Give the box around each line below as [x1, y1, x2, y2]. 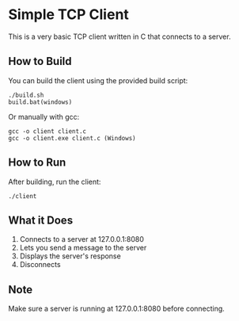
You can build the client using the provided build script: [8, 75, 188, 85]
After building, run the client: [8, 177, 101, 186]
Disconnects [19, 260, 61, 269]
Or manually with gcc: [8, 112, 80, 121]
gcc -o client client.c [8, 127, 87, 136]
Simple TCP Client [8, 6, 129, 24]
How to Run [8, 156, 66, 170]
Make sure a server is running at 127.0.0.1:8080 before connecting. [8, 304, 226, 314]
